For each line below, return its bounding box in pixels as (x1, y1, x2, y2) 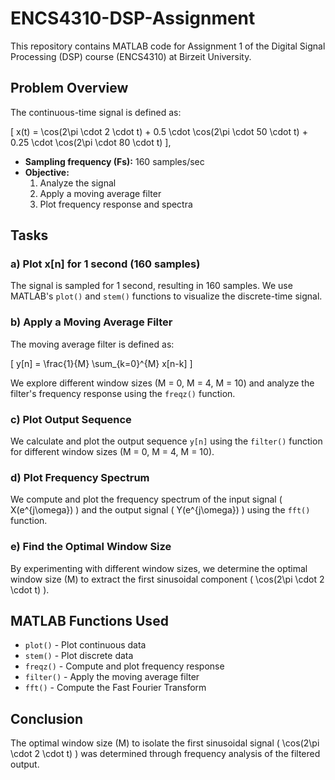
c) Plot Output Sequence (10, 412, 132, 426)
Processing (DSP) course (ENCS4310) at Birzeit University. (10, 50, 252, 62)
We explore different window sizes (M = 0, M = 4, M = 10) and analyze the (10, 377, 315, 389)
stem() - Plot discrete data (24, 650, 134, 662)
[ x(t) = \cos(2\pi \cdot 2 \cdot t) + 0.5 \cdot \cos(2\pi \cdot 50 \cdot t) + (10, 125, 308, 137)
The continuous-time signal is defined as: (10, 106, 182, 118)
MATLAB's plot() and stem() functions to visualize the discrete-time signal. (10, 290, 323, 302)
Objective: (24, 166, 70, 178)
